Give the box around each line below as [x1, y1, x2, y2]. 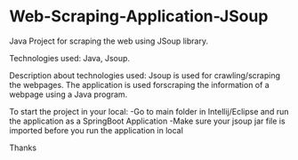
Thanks [9, 142, 37, 153]
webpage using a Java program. [9, 89, 128, 100]
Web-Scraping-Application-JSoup [9, 6, 269, 27]
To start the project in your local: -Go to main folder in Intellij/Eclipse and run [9, 106, 289, 116]
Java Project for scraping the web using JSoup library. [9, 36, 209, 46]
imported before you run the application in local [9, 124, 184, 135]
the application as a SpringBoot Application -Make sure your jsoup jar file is [9, 116, 286, 126]
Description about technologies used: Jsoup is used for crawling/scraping [9, 69, 280, 81]
